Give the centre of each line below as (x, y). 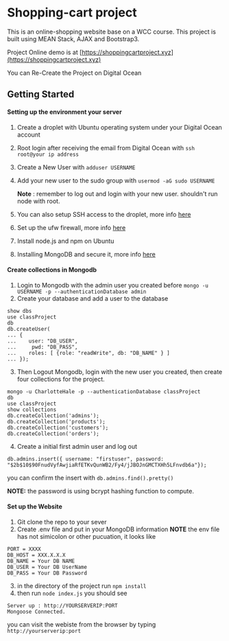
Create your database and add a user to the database (93, 298)
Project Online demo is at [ (45, 52)
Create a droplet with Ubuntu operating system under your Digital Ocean (120, 127)
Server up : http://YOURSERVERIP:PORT (62, 605)
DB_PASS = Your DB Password (47, 573)
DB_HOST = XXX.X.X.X (37, 555)
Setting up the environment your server (64, 112)
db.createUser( (29, 329)
